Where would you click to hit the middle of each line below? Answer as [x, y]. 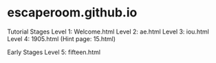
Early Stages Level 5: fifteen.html [54, 52]
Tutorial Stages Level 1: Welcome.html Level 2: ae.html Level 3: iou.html [108, 32]
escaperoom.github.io [72, 13]
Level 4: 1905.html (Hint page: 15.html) [61, 38]
